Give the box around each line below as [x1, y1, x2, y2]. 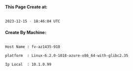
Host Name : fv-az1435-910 [5, 44, 60, 50]
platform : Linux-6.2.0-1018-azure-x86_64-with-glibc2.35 [5, 53, 129, 58]
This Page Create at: [5, 4, 48, 10]
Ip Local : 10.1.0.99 [5, 62, 52, 67]
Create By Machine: [5, 29, 47, 35]
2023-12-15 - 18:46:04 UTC [5, 19, 60, 24]
